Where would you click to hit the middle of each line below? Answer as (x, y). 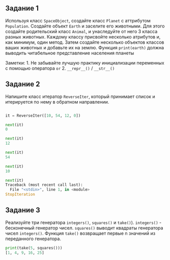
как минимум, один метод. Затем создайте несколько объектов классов (85, 42)
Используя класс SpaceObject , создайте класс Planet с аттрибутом (78, 20)
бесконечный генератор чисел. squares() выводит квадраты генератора (84, 227)
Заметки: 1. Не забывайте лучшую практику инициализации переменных (85, 62)
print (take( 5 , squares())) (34, 248)
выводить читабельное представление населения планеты (70, 53)
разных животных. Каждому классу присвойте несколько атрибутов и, (83, 37)
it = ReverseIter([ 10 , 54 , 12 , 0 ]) (43, 116)
